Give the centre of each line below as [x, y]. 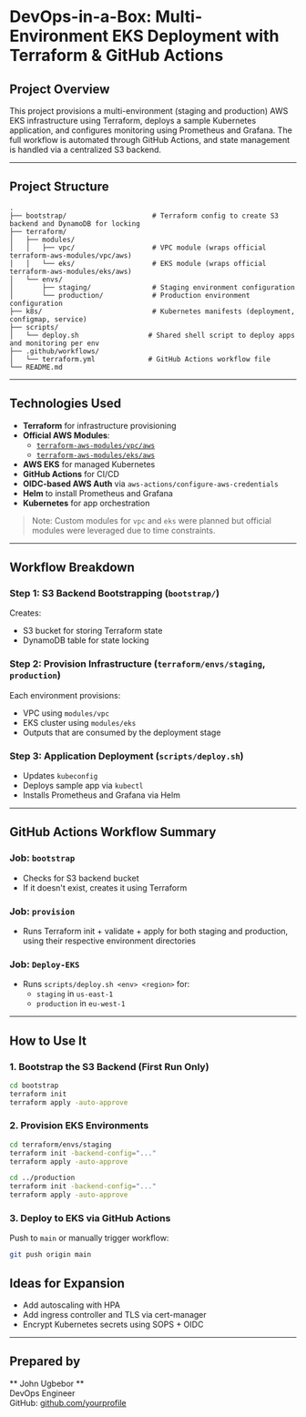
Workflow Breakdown [72, 568]
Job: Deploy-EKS [45, 964]
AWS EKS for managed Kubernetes [89, 464]
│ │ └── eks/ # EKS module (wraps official [138, 263]
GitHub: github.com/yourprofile [68, 1402]
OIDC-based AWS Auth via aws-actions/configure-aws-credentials [151, 484]
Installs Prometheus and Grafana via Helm [101, 795]
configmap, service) [49, 319]
